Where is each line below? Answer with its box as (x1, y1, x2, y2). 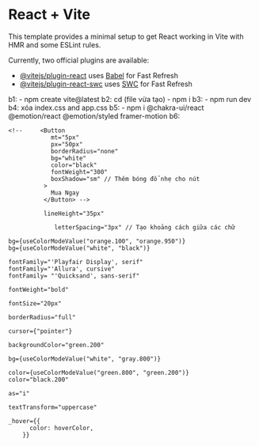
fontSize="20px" (8, 299, 62, 308)
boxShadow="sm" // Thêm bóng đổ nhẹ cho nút (50, 175, 200, 183)
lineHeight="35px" (43, 210, 105, 217)
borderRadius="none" (50, 147, 119, 155)
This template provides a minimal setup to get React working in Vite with (8, 32, 244, 41)
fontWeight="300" (50, 168, 109, 176)
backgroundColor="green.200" (8, 341, 105, 349)
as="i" (8, 389, 30, 397)
